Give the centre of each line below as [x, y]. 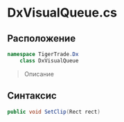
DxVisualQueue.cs [62, 13]
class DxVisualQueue [49, 60]
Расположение [42, 38]
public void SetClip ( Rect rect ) [54, 112]
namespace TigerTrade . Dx [43, 54]
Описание [39, 73]
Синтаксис [32, 96]
